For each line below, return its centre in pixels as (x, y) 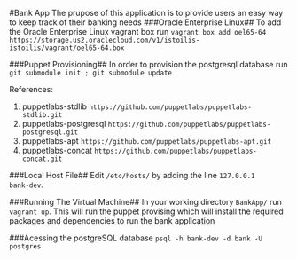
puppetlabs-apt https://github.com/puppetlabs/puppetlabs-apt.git (147, 141)
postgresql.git (50, 132)
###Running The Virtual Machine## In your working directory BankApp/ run (145, 202)
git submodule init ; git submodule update (91, 73)
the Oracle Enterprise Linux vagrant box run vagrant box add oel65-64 (138, 32)
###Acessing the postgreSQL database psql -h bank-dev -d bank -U (136, 238)
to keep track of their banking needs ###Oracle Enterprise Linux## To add (145, 22)
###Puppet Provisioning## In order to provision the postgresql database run (148, 64)
